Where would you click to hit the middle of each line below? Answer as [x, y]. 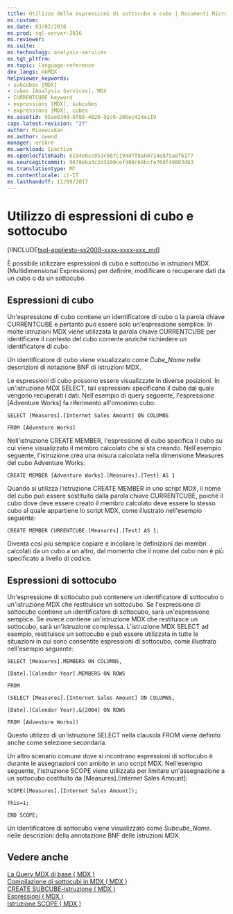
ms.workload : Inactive [40, 149]
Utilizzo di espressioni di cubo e [101, 216]
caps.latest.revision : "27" [48, 123]
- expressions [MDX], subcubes [52, 104]
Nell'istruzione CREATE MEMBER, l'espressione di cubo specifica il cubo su [115, 441]
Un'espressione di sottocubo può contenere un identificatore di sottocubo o [115, 597]
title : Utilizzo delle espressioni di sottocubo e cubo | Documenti [108, 14]
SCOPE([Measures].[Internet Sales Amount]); [72, 791]
